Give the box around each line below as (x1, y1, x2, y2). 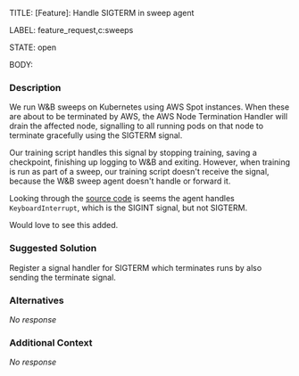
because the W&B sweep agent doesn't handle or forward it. (9, 176, 231, 186)
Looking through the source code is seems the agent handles (9, 193, 235, 204)
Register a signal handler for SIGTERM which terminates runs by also (9, 262, 262, 273)
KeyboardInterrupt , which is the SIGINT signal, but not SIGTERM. (9, 202, 248, 213)
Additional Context (9, 336, 93, 348)
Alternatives (9, 294, 64, 307)
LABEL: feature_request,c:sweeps (9, 25, 134, 35)
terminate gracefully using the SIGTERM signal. (9, 130, 183, 141)
